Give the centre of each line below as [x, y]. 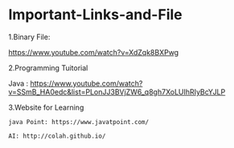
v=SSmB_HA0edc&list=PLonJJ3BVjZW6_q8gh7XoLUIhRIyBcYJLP [117, 92]
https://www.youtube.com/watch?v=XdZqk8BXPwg [94, 52]
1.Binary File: [29, 37]
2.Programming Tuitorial [48, 68]
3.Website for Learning [46, 107]
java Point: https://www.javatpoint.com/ [79, 122]
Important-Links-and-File [95, 15]
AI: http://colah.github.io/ [57, 136]
